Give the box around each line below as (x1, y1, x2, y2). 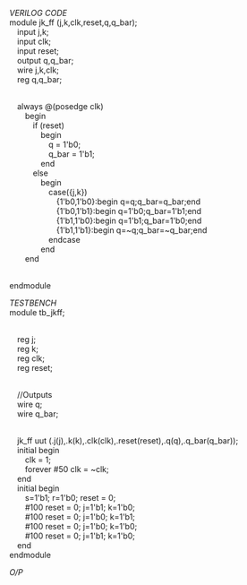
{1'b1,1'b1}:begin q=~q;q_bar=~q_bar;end (56, 225, 208, 236)
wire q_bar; (17, 409, 59, 419)
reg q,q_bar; (17, 74, 63, 84)
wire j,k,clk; (17, 65, 60, 75)
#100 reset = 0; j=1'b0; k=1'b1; (25, 512, 136, 522)
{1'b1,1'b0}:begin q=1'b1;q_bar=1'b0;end (56, 215, 202, 226)
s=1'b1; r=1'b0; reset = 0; (25, 493, 116, 503)
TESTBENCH (9, 297, 57, 308)
